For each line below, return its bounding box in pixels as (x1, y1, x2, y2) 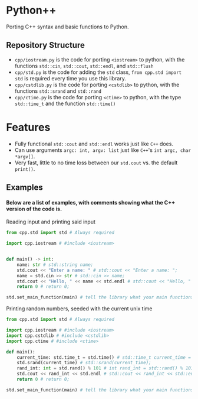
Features (6, 121, 51, 134)
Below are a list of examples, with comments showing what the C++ (6, 199, 176, 206)
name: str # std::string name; (16, 261, 94, 268)
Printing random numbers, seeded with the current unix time (6, 305, 153, 312)
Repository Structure (6, 40, 85, 50)
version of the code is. (6, 205, 62, 212)
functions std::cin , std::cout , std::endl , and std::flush (14, 62, 154, 69)
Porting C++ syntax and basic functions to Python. (6, 23, 129, 30)
